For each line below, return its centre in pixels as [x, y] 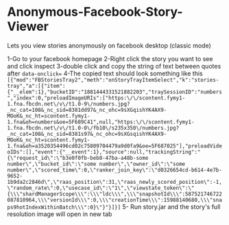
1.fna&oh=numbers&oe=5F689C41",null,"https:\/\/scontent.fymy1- [101, 122]
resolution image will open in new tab [60, 214]
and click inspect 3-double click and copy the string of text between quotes [114, 66]
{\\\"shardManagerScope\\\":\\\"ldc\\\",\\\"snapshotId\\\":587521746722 [115, 194]
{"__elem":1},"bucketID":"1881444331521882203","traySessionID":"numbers [115, 92]
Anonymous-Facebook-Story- [95, 12]
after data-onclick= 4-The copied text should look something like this [105, 73]
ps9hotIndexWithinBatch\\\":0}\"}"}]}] [64, 207]
